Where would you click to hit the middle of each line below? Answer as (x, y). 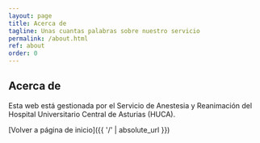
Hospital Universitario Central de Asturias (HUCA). (92, 114)
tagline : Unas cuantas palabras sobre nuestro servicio (104, 31)
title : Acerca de (38, 23)
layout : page (30, 16)
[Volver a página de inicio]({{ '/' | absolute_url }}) (89, 129)
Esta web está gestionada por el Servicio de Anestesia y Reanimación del (130, 105)
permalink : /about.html (48, 38)
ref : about (27, 46)
